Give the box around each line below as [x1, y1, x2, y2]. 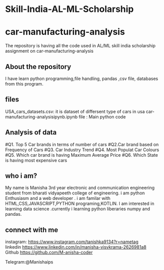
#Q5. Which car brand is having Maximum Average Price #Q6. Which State [5, 152, 158, 158]
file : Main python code [79, 113, 126, 120]
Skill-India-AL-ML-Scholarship [5, 3, 134, 15]
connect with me [5, 225, 58, 234]
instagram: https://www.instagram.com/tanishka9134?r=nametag [5, 239, 139, 245]
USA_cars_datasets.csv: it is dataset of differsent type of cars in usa [5, 108, 145, 114]
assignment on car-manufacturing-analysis [5, 48, 93, 54]
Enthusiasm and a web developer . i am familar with [5, 195, 111, 201]
